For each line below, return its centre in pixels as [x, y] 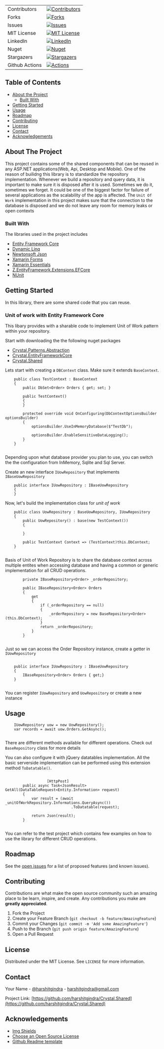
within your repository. [28, 331]
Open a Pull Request [33, 934]
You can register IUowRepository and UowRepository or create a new [73, 693]
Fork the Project [28, 913]
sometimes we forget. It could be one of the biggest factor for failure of [77, 190]
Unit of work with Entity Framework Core [55, 315]
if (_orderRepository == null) [72, 605]
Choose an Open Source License [46, 1036]
